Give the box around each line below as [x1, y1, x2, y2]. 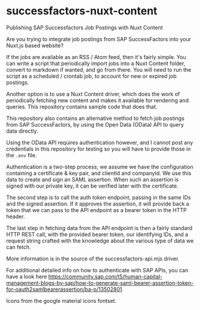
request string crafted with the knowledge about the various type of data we [6, 237, 194, 244]
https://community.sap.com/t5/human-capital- [48, 273, 163, 280]
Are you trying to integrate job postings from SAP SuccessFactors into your [6, 35, 191, 42]
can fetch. [6, 243, 31, 250]
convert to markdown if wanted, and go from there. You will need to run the [6, 66, 192, 73]
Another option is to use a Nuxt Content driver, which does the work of [6, 90, 180, 97]
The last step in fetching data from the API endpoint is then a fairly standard [6, 224, 193, 231]
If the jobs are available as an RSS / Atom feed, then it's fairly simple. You [6, 53, 186, 60]
